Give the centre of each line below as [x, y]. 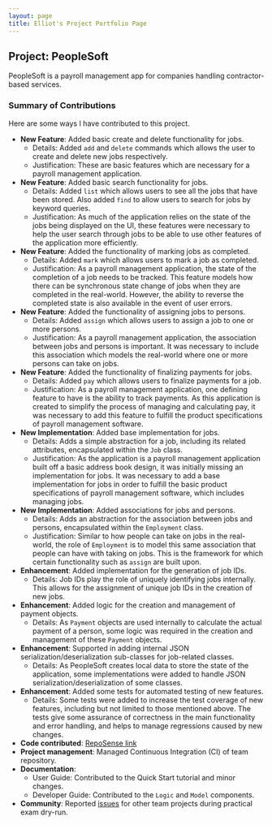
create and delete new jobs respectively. [100, 156]
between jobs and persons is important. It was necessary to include [146, 346]
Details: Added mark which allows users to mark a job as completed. [146, 260]
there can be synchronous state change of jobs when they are [136, 286]
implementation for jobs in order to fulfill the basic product [130, 484]
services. [47, 84]
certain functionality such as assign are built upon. [117, 562]
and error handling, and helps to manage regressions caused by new [147, 726]
